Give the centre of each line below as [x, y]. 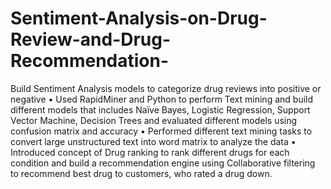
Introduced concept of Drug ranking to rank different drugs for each [150, 152]
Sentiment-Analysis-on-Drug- [139, 18]
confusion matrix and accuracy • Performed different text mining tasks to [161, 131]
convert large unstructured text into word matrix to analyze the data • [153, 141]
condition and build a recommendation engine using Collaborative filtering [163, 163]
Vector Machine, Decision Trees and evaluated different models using [154, 120]
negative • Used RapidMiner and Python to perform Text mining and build [162, 99]
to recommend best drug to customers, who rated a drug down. [141, 173]
